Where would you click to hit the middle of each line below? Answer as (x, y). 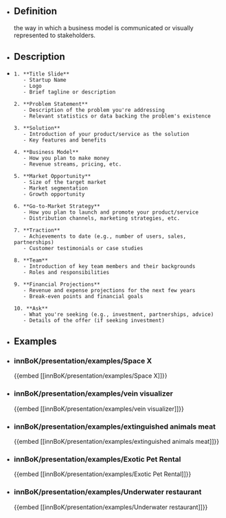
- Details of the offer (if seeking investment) (94, 320)
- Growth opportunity (54, 194)
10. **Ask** (31, 308)
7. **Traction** (37, 230)
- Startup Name (45, 80)
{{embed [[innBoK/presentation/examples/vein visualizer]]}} (99, 409)
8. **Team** (31, 260)
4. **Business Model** (46, 152)
